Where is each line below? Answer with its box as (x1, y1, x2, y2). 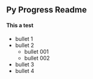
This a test (6, 21, 33, 29)
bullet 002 (24, 54, 50, 62)
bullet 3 (15, 60, 35, 68)
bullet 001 (24, 48, 49, 55)
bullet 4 (15, 67, 35, 74)
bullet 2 (15, 42, 35, 49)
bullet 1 (15, 35, 33, 42)
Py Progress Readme (6, 5, 87, 15)
